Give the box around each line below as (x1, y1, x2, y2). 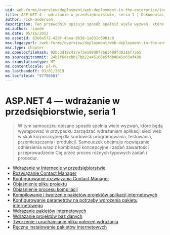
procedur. (17, 155, 38, 161)
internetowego (12, 202, 43, 208)
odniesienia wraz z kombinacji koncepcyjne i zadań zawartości (17, 144, 149, 150)
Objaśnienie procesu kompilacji (12, 186, 78, 192)
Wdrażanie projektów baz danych (12, 213, 82, 219)
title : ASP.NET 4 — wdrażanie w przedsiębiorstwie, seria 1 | (5, 12, 139, 17)
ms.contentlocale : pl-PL (5, 64, 58, 69)
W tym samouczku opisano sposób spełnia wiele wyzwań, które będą (17, 123, 163, 129)
